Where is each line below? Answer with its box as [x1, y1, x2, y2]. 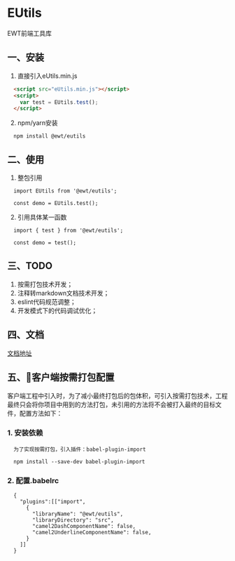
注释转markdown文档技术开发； [17, 289, 110, 297]
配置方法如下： [19, 409, 63, 417]
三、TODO [7, 260, 52, 272]
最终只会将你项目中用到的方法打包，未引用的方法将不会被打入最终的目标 [7, 400, 215, 409]
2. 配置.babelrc [7, 475, 59, 485]
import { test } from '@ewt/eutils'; [13, 227, 124, 235]
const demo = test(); [13, 239, 77, 246]
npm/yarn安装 [17, 119, 58, 127]
